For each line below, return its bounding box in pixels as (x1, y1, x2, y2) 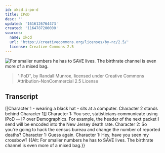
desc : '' (5, 16, 23, 21)
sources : (5, 30, 23, 35)
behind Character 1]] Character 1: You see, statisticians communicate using (5, 111, 158, 117)
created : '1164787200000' (5, 26, 58, 31)
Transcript (5, 92, 38, 101)
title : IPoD (5, 12, 30, 17)
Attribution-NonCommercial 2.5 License (17, 78, 99, 84)
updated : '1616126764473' (5, 21, 58, 26)
